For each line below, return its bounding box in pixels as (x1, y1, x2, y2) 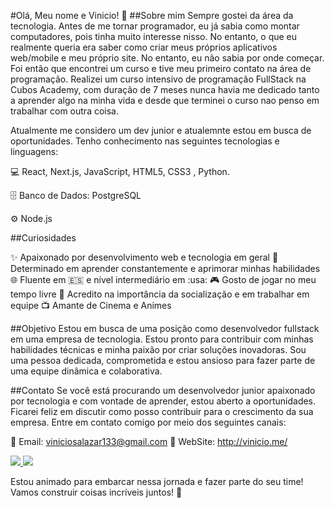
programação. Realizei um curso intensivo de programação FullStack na (10, 73, 307, 85)
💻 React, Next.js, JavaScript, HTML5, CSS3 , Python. (10, 166, 230, 177)
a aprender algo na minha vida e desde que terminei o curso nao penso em (10, 95, 320, 106)
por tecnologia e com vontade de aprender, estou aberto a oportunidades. (10, 395, 317, 407)
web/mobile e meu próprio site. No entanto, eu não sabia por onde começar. (10, 52, 325, 64)
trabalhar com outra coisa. (10, 105, 120, 117)
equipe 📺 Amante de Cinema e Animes (10, 300, 172, 311)
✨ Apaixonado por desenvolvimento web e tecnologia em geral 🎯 (10, 251, 279, 263)
